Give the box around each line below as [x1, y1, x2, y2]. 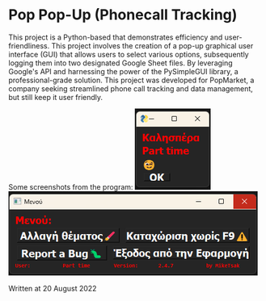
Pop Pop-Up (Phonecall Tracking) [8, 6, 238, 24]
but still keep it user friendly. [8, 92, 103, 102]
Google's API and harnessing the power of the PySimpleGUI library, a [8, 66, 239, 76]
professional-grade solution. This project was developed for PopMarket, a [8, 75, 255, 85]
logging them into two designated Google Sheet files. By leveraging [8, 58, 233, 68]
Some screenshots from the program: [8, 182, 133, 191]
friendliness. [8, 40, 50, 50]
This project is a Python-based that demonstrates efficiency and [8, 32, 223, 42]
